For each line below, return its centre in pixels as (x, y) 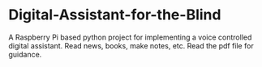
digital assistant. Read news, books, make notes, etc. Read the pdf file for (131, 45)
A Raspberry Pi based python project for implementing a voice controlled (130, 37)
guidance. (25, 54)
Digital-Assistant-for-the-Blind (115, 15)
